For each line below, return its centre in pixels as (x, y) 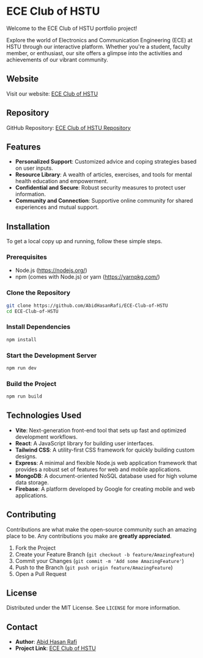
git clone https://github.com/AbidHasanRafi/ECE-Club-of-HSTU (87, 305)
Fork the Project (35, 548)
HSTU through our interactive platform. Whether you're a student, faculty (98, 47)
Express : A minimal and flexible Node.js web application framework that (106, 463)
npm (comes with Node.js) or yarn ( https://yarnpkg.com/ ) (87, 277)
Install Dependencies (39, 327)
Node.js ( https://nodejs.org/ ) (51, 270)
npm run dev (21, 368)
